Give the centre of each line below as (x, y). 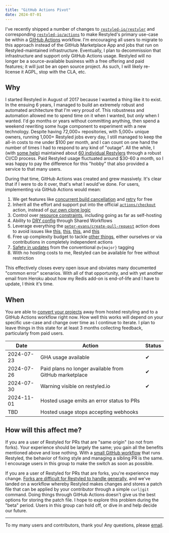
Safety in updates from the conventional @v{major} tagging (73, 248)
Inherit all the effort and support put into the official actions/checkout (84, 205)
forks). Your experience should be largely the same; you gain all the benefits (84, 447)
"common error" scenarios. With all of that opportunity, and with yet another (84, 273)
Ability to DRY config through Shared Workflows (62, 221)
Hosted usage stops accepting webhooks (89, 412)
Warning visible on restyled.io (75, 387)
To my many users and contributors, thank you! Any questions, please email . (84, 525)
